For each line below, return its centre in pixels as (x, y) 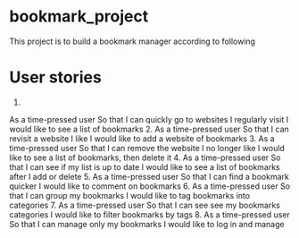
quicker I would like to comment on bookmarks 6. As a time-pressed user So (150, 186)
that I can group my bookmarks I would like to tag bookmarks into (130, 195)
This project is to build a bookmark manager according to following (133, 41)
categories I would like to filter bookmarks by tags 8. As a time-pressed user (149, 214)
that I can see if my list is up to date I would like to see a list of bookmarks (145, 166)
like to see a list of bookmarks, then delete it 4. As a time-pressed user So (145, 157)
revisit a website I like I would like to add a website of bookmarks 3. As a (142, 138)
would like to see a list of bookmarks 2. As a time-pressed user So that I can (149, 129)
